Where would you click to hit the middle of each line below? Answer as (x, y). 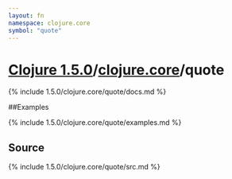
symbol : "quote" (35, 30)
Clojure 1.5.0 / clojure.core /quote (116, 70)
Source (27, 148)
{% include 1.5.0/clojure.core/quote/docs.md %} (87, 91)
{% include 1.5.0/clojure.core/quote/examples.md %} (95, 123)
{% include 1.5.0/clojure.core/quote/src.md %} (84, 167)
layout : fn (26, 16)
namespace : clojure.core (49, 23)
